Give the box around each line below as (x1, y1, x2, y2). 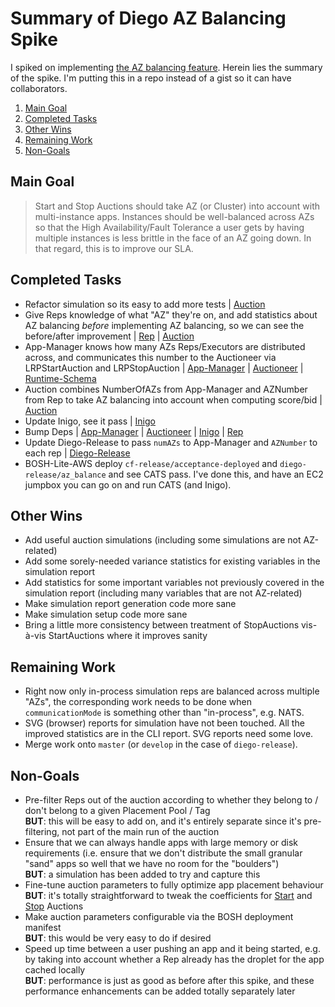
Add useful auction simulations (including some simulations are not (24, 534, 302, 546)
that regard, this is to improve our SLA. (34, 242, 194, 254)
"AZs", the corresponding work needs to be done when (24, 696, 252, 708)
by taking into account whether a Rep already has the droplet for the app (24, 953, 325, 965)
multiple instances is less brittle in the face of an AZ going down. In (34, 232, 312, 244)
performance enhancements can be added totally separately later (24, 985, 296, 997)
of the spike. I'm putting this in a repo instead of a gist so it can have (10, 72, 292, 84)
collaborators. (10, 82, 68, 94)
